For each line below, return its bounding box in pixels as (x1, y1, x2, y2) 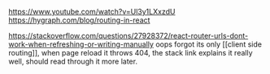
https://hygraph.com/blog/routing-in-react (8, 15, 150, 25)
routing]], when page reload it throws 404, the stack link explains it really (8, 48, 254, 57)
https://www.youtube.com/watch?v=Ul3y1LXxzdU (8, 7, 176, 16)
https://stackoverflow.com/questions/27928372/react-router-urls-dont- (8, 31, 249, 40)
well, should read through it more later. (8, 56, 138, 66)
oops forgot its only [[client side (155, 39, 263, 49)
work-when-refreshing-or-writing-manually (8, 39, 155, 49)
